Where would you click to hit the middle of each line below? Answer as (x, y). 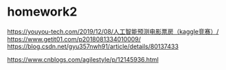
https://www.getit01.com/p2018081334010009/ (74, 39)
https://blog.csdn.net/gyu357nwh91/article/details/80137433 (93, 46)
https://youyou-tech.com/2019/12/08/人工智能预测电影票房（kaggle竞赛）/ (113, 31)
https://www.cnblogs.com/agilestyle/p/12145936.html (83, 59)
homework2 (42, 12)
